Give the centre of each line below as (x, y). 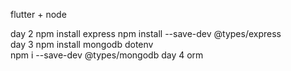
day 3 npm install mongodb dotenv (82, 44)
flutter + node (38, 14)
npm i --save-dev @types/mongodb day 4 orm (107, 55)
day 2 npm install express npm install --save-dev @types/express (146, 33)
